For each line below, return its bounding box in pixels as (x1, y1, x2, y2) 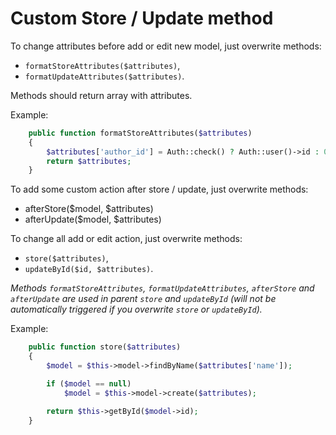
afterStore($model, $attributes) (24, 203, 154, 215)
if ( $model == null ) (46, 378, 132, 389)
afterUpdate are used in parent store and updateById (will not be (10, 293, 277, 305)
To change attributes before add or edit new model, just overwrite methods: (10, 40, 322, 52)
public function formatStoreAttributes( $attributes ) (28, 128, 253, 138)
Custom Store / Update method (10, 7, 274, 30)
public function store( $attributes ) (28, 342, 182, 352)
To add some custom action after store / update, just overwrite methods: (10, 183, 309, 196)
